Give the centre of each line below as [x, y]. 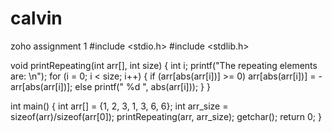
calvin [36, 18]
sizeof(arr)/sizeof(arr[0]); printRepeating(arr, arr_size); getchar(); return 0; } [166, 116]
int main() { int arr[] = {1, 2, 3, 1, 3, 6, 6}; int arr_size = [119, 106]
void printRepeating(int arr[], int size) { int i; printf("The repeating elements [164, 65]
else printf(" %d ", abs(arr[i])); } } [142, 86]
